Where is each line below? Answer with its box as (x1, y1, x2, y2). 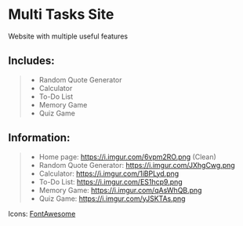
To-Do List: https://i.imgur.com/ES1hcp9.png (38, 177, 183, 186)
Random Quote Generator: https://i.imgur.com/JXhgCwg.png (38, 160, 235, 169)
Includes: (8, 54, 55, 67)
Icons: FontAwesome (8, 209, 76, 218)
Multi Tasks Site (8, 5, 114, 24)
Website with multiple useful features (8, 31, 128, 41)
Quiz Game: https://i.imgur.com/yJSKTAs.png (38, 194, 186, 203)
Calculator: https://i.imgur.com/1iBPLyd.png (38, 169, 180, 178)
